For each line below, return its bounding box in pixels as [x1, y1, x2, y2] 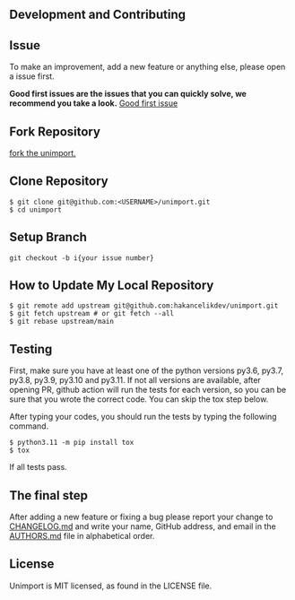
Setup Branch [9, 230, 88, 245]
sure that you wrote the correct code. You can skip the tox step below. [9, 394, 269, 404]
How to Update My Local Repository [9, 278, 214, 293]
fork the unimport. [9, 148, 76, 159]
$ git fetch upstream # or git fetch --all [9, 309, 175, 318]
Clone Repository [9, 174, 109, 189]
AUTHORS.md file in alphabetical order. [9, 531, 155, 542]
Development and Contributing [9, 7, 187, 22]
